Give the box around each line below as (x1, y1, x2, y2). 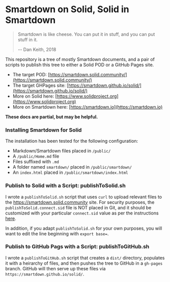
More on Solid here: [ (12, 93, 57, 99)
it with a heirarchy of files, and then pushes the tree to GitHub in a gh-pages (5, 260, 163, 266)
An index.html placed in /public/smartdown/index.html (12, 169, 128, 176)
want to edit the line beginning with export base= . (5, 230, 109, 237)
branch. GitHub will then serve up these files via (5, 265, 106, 271)
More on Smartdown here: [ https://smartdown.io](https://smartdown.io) (12, 104, 163, 110)
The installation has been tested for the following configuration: (5, 138, 138, 144)
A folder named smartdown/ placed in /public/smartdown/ (12, 164, 132, 170)
